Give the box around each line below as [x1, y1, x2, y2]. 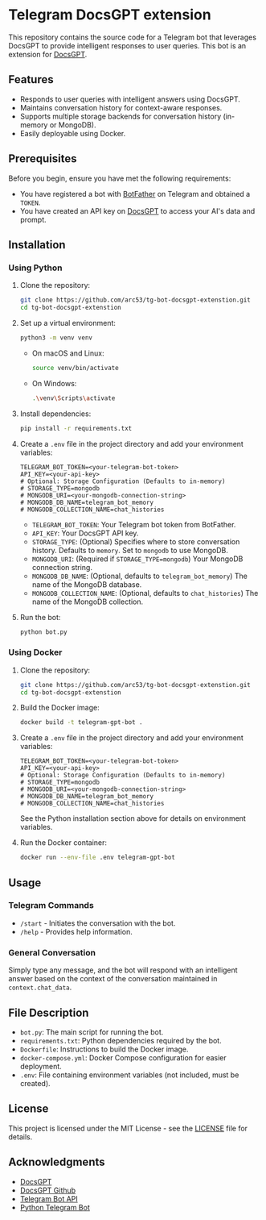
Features [8, 73, 54, 86]
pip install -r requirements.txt [19, 424, 133, 432]
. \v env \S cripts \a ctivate [31, 393, 116, 402]
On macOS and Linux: [31, 348, 104, 358]
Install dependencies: [19, 409, 92, 418]
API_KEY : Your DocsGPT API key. [31, 528, 139, 538]
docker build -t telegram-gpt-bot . [19, 718, 143, 727]
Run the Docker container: [19, 838, 107, 847]
